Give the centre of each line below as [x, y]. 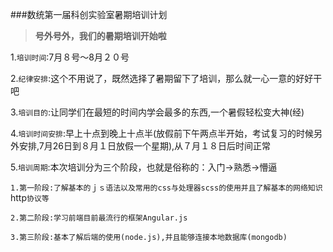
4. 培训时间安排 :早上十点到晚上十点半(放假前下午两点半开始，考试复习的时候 [162, 133]
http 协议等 [30, 197]
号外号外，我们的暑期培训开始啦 [100, 36]
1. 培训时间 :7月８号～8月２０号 [70, 57]
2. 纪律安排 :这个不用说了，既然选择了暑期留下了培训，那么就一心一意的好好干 [166, 78]
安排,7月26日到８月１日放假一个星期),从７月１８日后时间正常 [145, 146]
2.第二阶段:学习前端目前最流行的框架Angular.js [99, 218]
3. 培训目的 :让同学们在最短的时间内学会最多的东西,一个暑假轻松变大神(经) [157, 112]
